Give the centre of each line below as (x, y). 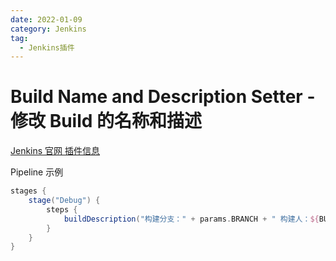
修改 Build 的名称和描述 (106, 121)
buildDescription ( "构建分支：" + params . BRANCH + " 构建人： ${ (191, 219)
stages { (28, 191)
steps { (62, 209)
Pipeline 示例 (37, 172)
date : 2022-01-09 (46, 19)
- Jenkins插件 (47, 47)
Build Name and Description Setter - (163, 97)
